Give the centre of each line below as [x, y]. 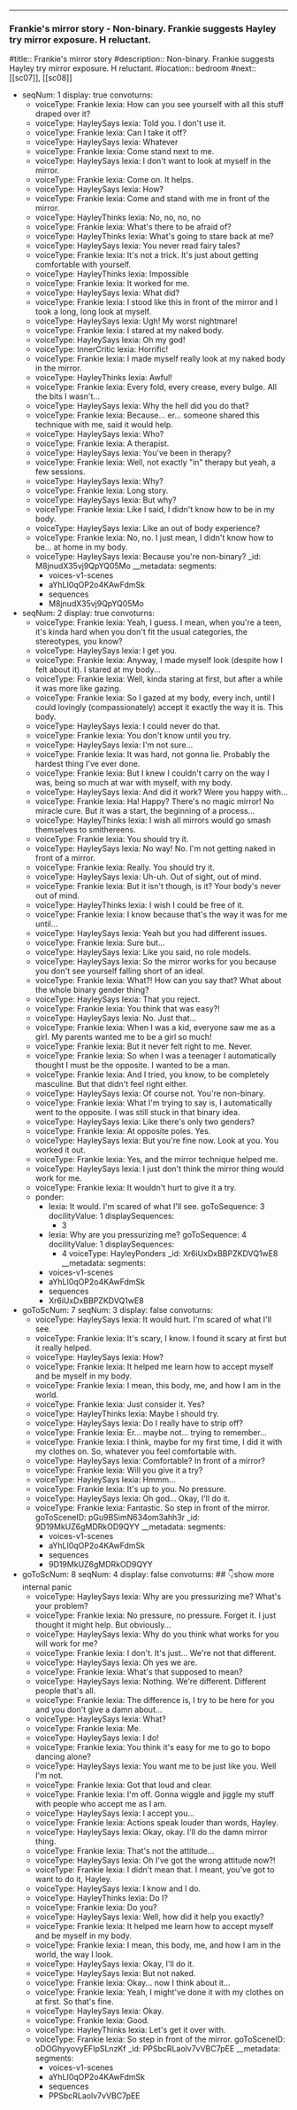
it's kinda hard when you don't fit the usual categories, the [141, 632]
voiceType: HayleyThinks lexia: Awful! [103, 378]
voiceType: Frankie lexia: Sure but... [100, 943]
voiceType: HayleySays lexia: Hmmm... [106, 1480]
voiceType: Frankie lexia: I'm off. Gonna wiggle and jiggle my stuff [155, 1794]
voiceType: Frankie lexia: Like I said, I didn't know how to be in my [155, 510]
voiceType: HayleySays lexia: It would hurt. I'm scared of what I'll [153, 1320]
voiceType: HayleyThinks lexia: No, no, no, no [118, 217]
